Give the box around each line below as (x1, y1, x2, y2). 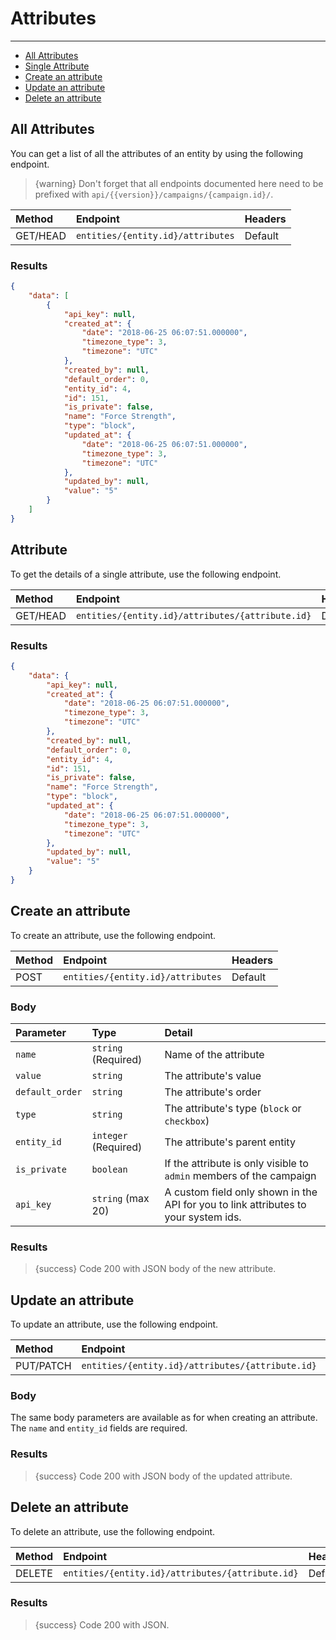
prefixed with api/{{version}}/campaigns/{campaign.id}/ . (34, 188, 274, 200)
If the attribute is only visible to (164, 1157, 309, 1171)
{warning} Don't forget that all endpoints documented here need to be (34, 177, 324, 189)
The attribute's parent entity (164, 1135, 296, 1149)
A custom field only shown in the (164, 1185, 318, 1199)
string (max (91, 1192, 150, 1206)
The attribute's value (164, 1069, 262, 1083)
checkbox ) (164, 1114, 210, 1128)
